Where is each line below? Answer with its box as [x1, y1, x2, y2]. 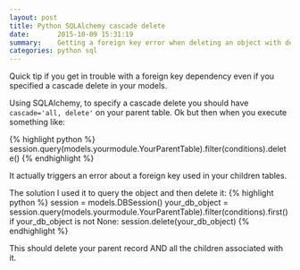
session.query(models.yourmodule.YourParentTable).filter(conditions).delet [9, 144, 287, 155]
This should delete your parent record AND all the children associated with [9, 243, 284, 254]
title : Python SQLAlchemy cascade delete [9, 21, 166, 30]
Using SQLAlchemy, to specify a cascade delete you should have [9, 97, 249, 108]
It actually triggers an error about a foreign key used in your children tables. [9, 171, 287, 181]
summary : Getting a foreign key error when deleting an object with [9, 38, 281, 47]
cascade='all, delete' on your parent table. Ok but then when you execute [9, 107, 287, 118]
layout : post [9, 13, 58, 22]
